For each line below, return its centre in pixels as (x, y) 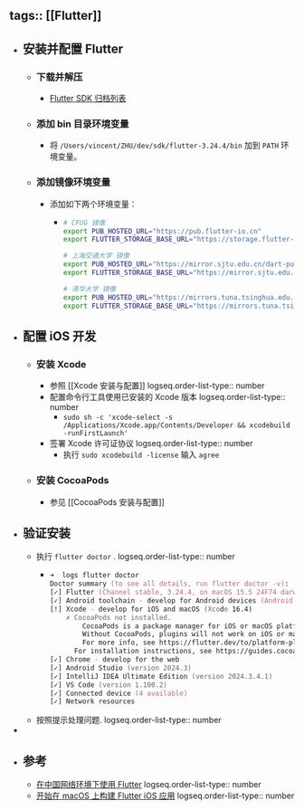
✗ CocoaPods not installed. (119, 617)
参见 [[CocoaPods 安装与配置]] (107, 501)
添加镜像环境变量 (73, 183)
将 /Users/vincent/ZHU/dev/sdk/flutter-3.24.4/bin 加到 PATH (164, 146)
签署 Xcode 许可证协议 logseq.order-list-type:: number (151, 443)
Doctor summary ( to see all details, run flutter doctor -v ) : (169, 584)
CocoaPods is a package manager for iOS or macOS (177, 626)
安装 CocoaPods (72, 481)
